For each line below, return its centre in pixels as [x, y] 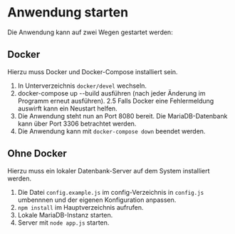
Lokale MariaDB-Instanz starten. [65, 215]
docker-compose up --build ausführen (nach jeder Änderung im [111, 93]
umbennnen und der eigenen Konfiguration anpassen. [97, 200]
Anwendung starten [68, 12]
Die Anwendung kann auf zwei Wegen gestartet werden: [90, 32]
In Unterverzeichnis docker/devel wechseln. [82, 86]
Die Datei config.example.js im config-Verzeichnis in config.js [111, 192]
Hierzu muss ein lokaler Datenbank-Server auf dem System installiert [109, 171]
